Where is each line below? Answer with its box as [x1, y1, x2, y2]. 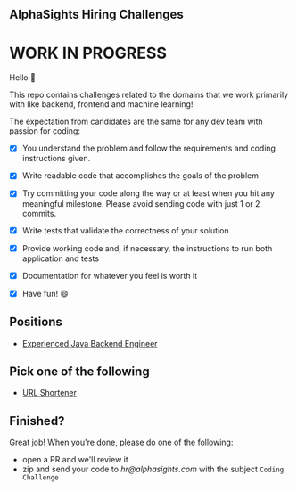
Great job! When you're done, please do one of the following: [9, 437, 234, 448]
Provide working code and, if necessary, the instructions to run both [21, 242, 273, 253]
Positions [9, 315, 62, 330]
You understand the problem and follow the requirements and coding [21, 143, 276, 154]
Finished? [9, 413, 65, 429]
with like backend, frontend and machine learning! [9, 99, 194, 110]
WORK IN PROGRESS [9, 43, 168, 63]
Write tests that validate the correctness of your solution [21, 225, 229, 235]
